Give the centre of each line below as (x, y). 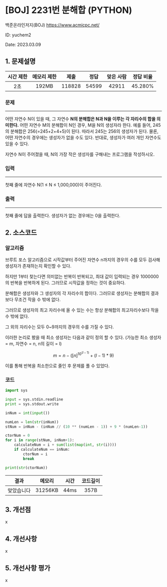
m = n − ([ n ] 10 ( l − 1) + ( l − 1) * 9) (83, 354)
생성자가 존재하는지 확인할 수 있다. (38, 266)
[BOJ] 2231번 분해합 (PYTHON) (69, 10)
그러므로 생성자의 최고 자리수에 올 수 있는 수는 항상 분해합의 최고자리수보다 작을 (82, 310)
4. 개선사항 (21, 538)
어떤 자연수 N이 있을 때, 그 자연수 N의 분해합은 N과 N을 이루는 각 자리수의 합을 (80, 119)
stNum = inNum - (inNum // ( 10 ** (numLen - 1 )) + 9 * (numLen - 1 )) (77, 427)
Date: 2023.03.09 (23, 44)
